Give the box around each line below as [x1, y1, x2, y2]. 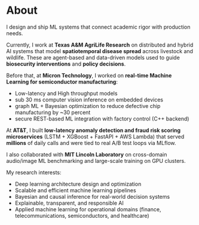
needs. [6, 29, 23, 36]
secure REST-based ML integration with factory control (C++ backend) [14, 115, 189, 122]
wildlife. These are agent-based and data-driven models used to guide [6, 54, 180, 61]
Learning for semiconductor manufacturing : [6, 78, 118, 85]
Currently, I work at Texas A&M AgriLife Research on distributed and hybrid [6, 41, 194, 48]
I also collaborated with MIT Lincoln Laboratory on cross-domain [6, 150, 167, 158]
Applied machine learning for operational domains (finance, [14, 205, 161, 212]
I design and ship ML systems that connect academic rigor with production [6, 23, 191, 30]
